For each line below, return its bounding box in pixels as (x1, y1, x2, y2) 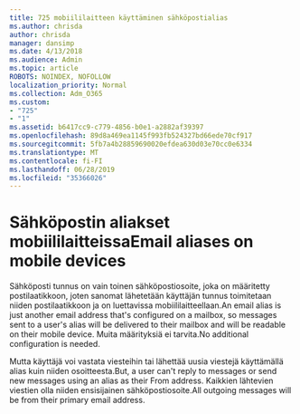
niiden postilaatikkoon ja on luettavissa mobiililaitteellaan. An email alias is (9, 300, 282, 311)
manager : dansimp (9, 38, 75, 48)
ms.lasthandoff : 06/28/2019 (9, 165, 116, 174)
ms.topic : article (9, 64, 79, 73)
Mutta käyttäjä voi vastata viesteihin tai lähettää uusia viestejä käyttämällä (9, 356, 285, 367)
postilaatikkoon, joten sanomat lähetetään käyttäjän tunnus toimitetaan (9, 291, 272, 302)
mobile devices (9, 251, 127, 272)
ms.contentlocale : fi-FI (9, 156, 103, 166)
